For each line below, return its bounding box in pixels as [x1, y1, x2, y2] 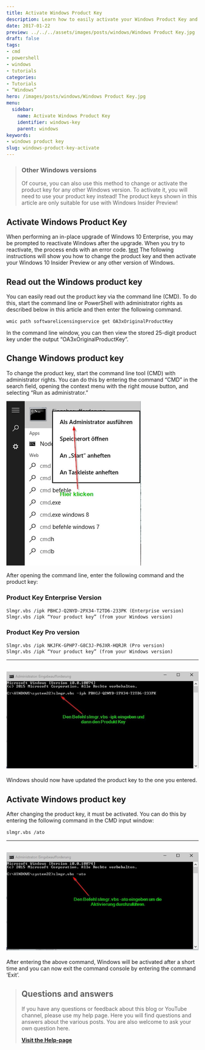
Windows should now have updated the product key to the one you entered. [6, 777, 197, 784]
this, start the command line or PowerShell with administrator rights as [6, 299, 183, 306]
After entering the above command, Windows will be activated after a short [6, 958, 195, 965]
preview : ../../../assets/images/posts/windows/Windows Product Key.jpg [6, 29, 195, 35]
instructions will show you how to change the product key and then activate [6, 253, 196, 260]
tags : [6, 42, 20, 48]
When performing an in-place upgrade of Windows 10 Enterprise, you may [6, 233, 193, 240]
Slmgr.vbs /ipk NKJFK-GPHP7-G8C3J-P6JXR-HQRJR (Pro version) [6, 642, 165, 649]
